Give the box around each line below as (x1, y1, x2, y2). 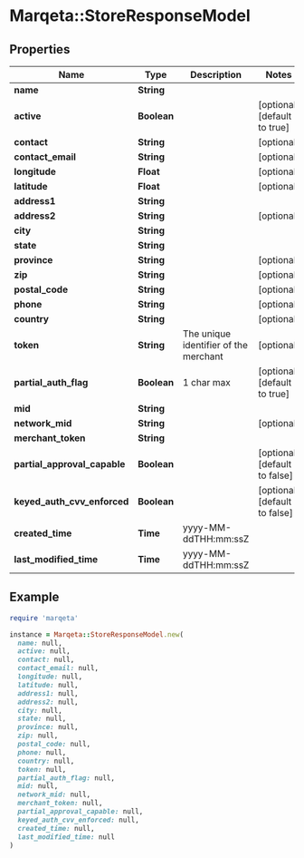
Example (9, 590, 60, 605)
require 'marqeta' (9, 613, 79, 622)
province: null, (17, 723, 79, 732)
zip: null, (17, 731, 59, 740)
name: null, (17, 639, 63, 648)
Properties (9, 42, 71, 57)
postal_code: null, (17, 740, 91, 749)
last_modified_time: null (17, 832, 116, 842)
